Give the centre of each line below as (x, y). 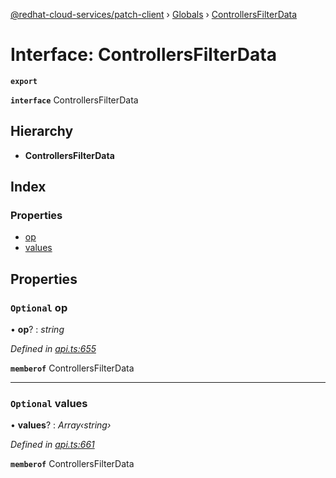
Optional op (39, 307)
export (24, 81)
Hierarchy (42, 131)
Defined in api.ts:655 (53, 349)
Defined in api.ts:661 (52, 445)
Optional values (49, 404)
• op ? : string (37, 330)
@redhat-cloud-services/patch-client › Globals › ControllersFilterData (154, 14)
